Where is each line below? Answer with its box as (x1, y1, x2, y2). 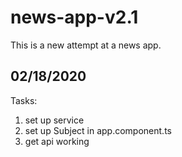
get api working (24, 135, 90, 147)
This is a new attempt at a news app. (10, 39, 162, 51)
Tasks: (10, 94, 38, 106)
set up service (24, 114, 85, 126)
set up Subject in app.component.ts (24, 124, 172, 136)
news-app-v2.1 (10, 6, 139, 29)
